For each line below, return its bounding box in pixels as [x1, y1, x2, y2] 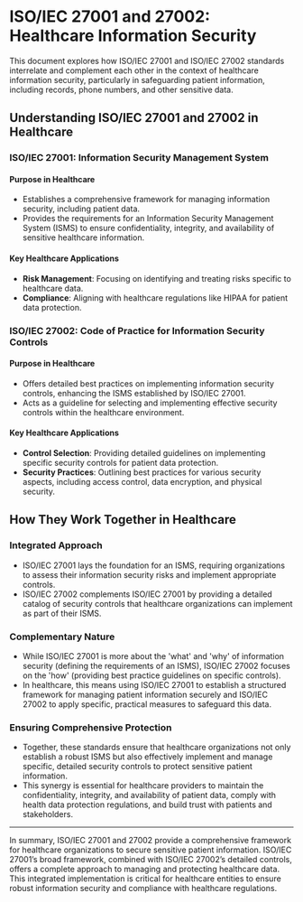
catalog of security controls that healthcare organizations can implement [22, 598, 293, 609]
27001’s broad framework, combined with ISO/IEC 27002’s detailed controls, [9, 854, 293, 865]
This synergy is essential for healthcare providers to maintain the [22, 780, 264, 791]
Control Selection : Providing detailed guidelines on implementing [22, 447, 266, 458]
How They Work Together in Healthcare [9, 512, 236, 527]
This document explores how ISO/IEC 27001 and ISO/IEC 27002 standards [9, 55, 285, 66]
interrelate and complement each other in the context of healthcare [9, 65, 259, 76]
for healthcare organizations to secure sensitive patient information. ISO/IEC [9, 844, 292, 855]
